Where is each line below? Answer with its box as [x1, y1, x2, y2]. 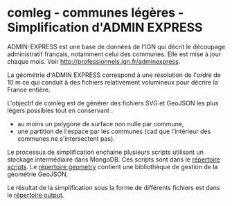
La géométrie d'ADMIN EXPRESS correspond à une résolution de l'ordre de [7, 71, 222, 79]
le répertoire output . [7, 191, 64, 199]
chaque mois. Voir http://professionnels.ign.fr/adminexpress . [7, 57, 181, 65]
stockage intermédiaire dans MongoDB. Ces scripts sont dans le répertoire [7, 155, 220, 164]
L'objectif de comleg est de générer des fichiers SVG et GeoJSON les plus [7, 98, 219, 107]
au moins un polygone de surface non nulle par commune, [17, 119, 184, 128]
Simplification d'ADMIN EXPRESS [7, 19, 203, 35]
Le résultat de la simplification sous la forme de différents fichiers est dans [7, 183, 220, 191]
